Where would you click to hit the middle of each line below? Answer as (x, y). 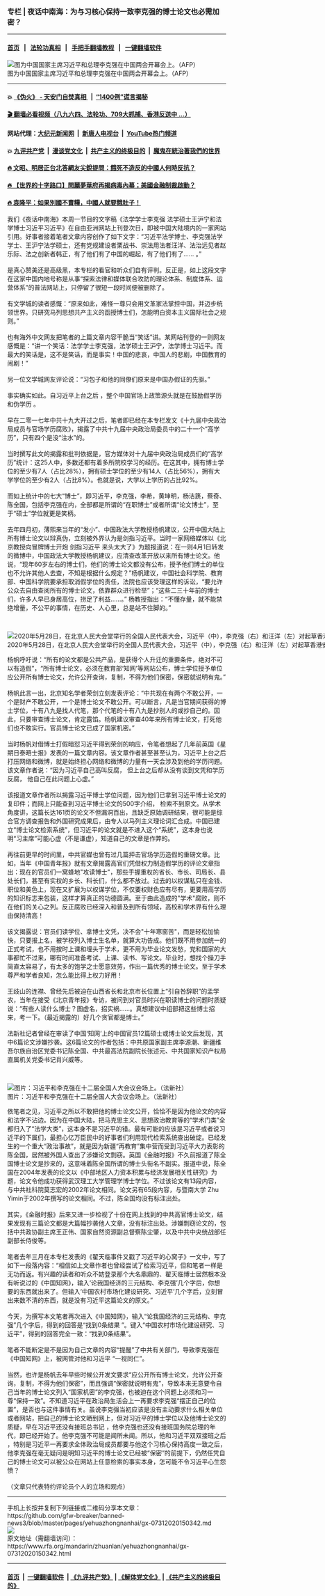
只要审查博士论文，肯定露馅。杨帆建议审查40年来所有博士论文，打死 (117, 719)
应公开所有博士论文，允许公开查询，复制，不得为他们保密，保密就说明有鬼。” (117, 677)
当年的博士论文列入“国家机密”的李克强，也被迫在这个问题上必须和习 (110, 1392)
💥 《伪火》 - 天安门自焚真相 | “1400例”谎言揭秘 (77, 97)
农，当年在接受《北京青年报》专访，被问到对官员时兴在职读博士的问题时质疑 (117, 1000)
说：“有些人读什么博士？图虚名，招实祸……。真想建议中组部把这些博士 (108, 1009)
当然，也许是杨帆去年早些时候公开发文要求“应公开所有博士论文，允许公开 (112, 1375)
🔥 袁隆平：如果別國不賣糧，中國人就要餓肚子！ (74, 202)
